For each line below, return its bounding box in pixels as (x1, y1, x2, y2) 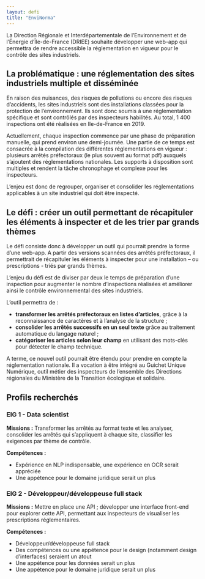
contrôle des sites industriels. (6, 51, 81, 58)
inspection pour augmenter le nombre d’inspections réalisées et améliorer (6, 281, 193, 288)
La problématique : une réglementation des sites (6, 68, 195, 79)
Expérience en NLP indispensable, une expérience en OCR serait (15, 461, 179, 468)
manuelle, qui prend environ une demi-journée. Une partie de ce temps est (6, 139, 195, 146)
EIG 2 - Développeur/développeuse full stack (6, 489, 143, 498)
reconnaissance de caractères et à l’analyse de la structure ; (15, 317, 168, 325)
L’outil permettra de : (6, 299, 59, 306)
